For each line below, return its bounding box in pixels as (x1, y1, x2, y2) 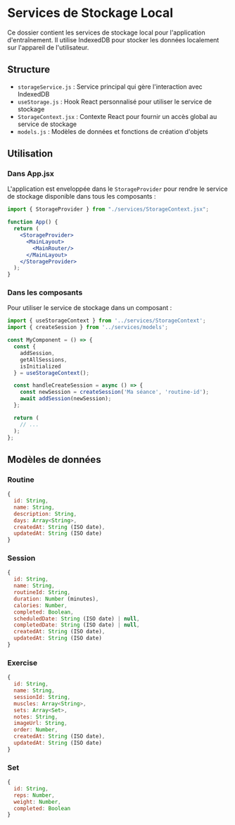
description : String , (13, 510, 77, 517)
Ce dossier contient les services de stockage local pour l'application (7, 28, 205, 37)
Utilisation (7, 148, 53, 160)
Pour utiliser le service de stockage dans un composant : (7, 304, 172, 312)
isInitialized (20, 363, 61, 370)
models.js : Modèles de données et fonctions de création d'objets (17, 127, 209, 135)
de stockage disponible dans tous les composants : (7, 192, 156, 201)
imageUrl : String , (13, 720, 68, 727)
